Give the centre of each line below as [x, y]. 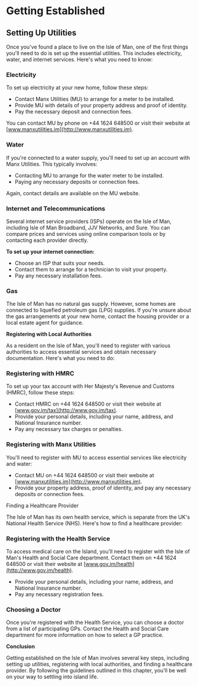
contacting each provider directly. [47, 240]
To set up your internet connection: [50, 251]
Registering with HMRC [40, 374]
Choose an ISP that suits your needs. [60, 263]
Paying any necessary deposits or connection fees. [77, 182]
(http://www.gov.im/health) [39, 570]
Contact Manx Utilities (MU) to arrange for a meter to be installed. [95, 99]
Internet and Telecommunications [56, 208]
